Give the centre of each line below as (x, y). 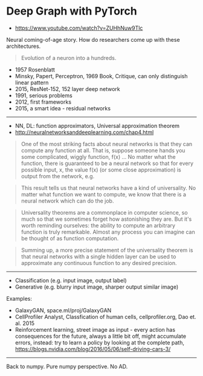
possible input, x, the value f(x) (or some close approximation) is (101, 170)
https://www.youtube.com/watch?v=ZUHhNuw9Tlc (79, 28)
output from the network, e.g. (58, 176)
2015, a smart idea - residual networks (63, 108)
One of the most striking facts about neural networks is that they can (107, 144)
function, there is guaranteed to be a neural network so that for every (107, 163)
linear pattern (32, 82)
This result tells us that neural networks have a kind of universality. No (108, 188)
